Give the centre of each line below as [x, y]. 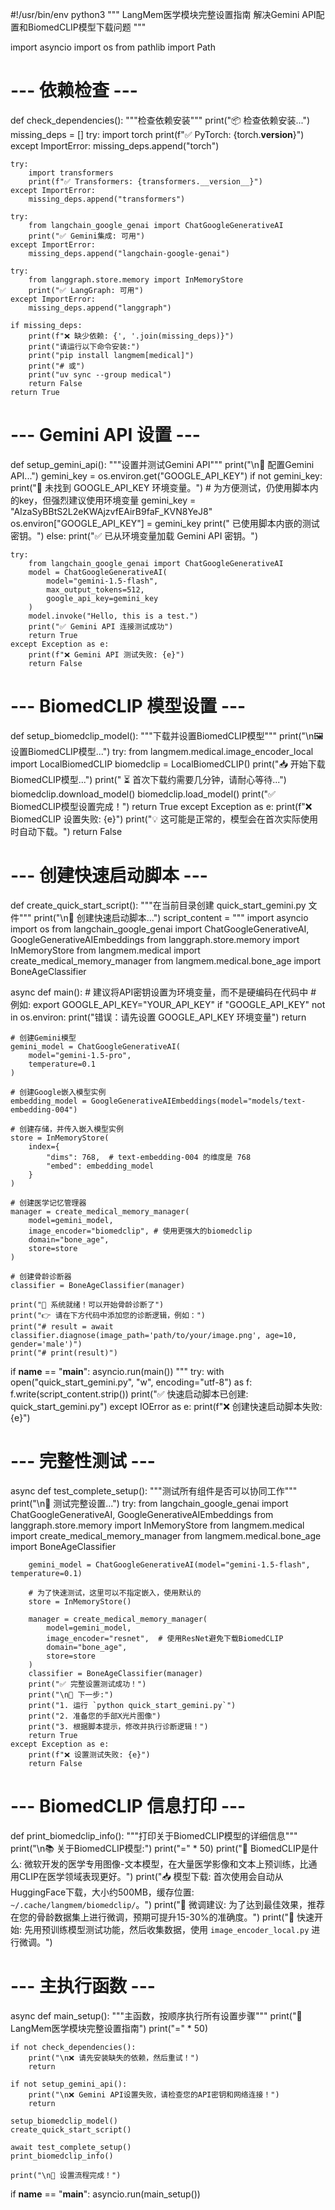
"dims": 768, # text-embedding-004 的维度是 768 [149, 1157]
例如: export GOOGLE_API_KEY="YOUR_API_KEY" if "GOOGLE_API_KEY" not [168, 1004]
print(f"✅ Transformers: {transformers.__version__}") [145, 181]
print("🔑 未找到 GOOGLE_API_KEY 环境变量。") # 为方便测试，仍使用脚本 [160, 487]
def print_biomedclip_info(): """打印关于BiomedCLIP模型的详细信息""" [154, 1835]
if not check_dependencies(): [73, 2047]
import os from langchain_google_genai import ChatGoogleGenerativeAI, [160, 929]
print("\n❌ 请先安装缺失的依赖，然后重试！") [114, 2058]
